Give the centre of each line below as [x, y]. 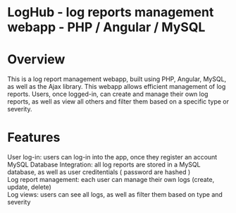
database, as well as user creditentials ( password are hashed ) [99, 172]
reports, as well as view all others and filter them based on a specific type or [118, 102]
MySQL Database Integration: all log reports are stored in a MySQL [104, 165]
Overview [36, 60]
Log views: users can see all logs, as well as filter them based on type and [115, 195]
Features [34, 138]
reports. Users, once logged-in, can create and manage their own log [108, 94]
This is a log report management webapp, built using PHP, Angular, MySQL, [117, 79]
